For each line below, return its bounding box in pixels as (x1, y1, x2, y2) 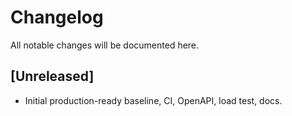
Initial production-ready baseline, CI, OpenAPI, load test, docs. (24, 94, 283, 106)
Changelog (10, 6, 104, 29)
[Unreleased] (10, 68, 95, 85)
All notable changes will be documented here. (10, 39, 200, 51)
